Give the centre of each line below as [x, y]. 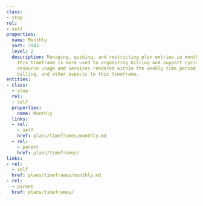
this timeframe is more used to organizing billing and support [100, 62]
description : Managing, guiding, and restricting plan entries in [97, 57]
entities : [19, 79]
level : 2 [23, 51]
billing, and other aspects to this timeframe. [78, 74]
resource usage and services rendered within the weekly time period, [108, 68]
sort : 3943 [25, 46]
